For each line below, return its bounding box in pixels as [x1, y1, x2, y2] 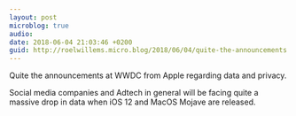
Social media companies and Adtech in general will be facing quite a [9, 88, 259, 98]
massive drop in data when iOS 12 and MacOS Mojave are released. [9, 97, 256, 107]
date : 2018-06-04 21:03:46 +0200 [9, 37, 133, 47]
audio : [9, 29, 34, 38]
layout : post [9, 12, 58, 22]
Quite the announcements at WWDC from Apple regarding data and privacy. [9, 70, 287, 81]
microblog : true [9, 21, 69, 30]
